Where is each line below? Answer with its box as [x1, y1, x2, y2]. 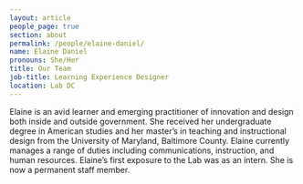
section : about [9, 30, 68, 39]
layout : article [9, 13, 71, 23]
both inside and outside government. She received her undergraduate [9, 116, 272, 127]
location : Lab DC [9, 81, 76, 90]
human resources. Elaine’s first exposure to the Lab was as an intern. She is [9, 154, 294, 165]
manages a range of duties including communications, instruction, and [9, 145, 275, 156]
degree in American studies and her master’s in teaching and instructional [9, 125, 287, 137]
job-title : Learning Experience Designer [9, 73, 170, 82]
